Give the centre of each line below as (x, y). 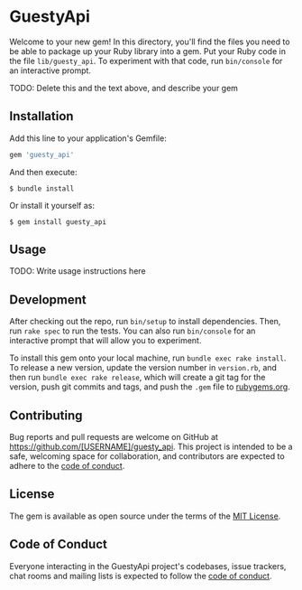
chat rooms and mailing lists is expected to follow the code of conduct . (141, 576)
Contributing (46, 415)
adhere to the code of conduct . (67, 466)
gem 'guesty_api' (42, 155)
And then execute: (43, 172)
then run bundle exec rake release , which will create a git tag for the (137, 378)
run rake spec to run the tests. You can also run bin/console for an (133, 331)
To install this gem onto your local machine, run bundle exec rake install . (148, 358)
